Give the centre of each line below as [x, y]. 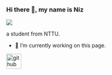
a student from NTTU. [33, 34]
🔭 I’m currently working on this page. [60, 46]
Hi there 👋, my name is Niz [45, 10]
